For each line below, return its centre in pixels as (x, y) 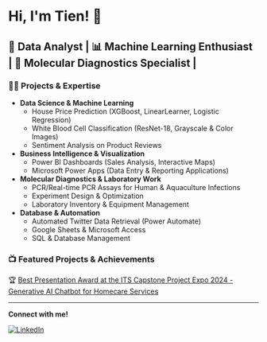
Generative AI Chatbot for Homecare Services (83, 291)
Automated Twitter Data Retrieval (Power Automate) (116, 221)
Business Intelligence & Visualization (82, 154)
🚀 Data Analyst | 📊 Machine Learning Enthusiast (130, 47)
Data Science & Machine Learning (77, 103)
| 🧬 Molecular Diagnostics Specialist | (103, 63)
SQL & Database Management (81, 238)
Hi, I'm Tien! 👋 (55, 16)
